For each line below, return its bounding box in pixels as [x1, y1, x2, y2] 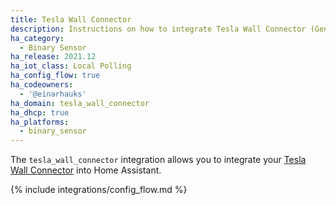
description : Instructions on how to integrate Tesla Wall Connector [10, 24, 307, 34]
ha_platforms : [10, 117, 70, 127]
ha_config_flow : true [10, 71, 101, 81]
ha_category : [10, 33, 65, 43]
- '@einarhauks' [19, 89, 87, 99]
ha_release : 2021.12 [10, 52, 97, 62]
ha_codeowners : [10, 80, 74, 90]
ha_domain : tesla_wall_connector [10, 98, 150, 108]
